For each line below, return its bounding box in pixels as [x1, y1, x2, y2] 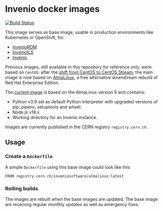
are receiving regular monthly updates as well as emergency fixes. [5, 201, 139, 207]
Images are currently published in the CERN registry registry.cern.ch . [5, 124, 148, 130]
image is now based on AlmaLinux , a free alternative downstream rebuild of [5, 74, 158, 80]
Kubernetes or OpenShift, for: [5, 34, 65, 40]
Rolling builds [5, 185, 38, 192]
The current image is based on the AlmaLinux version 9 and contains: [5, 89, 146, 95]
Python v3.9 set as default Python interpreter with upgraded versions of [12, 98, 158, 104]
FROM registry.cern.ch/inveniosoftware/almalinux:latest [5, 174, 124, 179]
